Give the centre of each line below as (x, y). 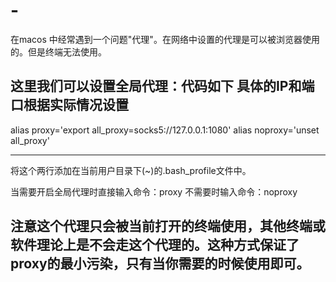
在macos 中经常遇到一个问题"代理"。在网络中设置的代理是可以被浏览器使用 (165, 39)
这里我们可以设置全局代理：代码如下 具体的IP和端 (162, 86)
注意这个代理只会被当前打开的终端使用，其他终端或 (168, 226)
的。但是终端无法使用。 (58, 51)
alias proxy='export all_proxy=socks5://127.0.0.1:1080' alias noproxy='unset (165, 130)
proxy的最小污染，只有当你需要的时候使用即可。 (160, 264)
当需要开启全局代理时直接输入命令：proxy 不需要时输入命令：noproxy (154, 191)
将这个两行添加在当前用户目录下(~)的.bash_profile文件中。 (131, 170)
